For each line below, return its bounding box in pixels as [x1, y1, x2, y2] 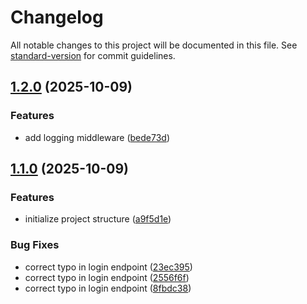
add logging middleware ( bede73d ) [24, 131, 171, 143]
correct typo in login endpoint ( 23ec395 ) [24, 261, 193, 273]
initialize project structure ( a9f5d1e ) [24, 213, 172, 225]
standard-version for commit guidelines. [10, 49, 176, 61]
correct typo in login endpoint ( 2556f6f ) [24, 271, 190, 283]
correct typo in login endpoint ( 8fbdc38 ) [24, 282, 192, 294]
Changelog [10, 6, 104, 29]
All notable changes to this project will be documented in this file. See [10, 39, 298, 51]
